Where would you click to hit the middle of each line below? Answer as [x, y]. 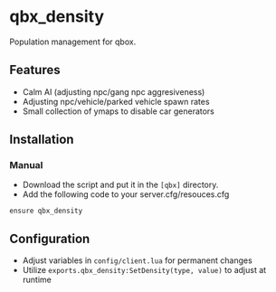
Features [35, 70]
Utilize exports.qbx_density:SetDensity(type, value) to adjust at [144, 270]
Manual [26, 165]
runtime [37, 280]
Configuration [50, 238]
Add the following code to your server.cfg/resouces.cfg [126, 194]
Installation [42, 140]
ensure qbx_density [46, 211]
